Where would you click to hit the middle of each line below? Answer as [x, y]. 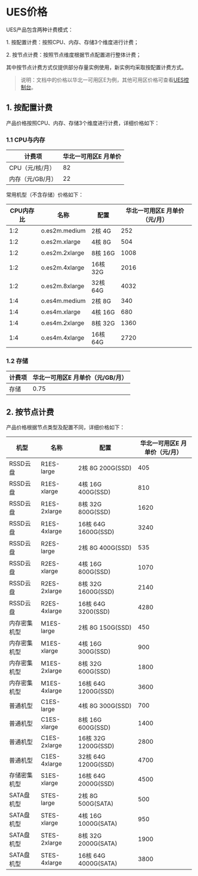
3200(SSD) [94, 612]
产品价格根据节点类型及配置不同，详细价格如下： [65, 427]
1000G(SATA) [98, 823]
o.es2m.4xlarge [62, 268]
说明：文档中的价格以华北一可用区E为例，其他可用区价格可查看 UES [102, 80]
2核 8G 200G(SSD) [105, 468]
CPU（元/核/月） [32, 168]
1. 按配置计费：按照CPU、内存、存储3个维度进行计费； [72, 42]
